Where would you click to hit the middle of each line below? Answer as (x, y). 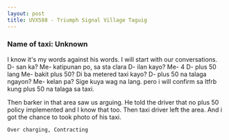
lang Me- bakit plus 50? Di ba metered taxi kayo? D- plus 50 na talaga (107, 74)
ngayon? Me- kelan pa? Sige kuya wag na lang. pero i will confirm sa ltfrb (112, 81)
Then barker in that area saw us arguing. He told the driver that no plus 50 (113, 102)
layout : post (26, 14)
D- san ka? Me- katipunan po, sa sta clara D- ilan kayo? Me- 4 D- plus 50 (112, 67)
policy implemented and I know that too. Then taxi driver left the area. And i (115, 110)
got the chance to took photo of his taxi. (64, 117)
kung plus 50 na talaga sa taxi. (51, 89)
